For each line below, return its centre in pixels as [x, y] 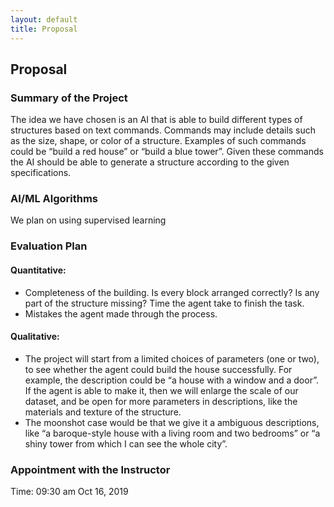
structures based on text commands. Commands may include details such [163, 130]
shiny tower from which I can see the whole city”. [126, 443]
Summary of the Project [69, 98]
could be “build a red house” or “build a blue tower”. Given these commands [167, 152]
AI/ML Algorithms [54, 199]
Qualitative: [35, 337]
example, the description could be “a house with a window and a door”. [171, 380]
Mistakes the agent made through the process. [121, 313]
